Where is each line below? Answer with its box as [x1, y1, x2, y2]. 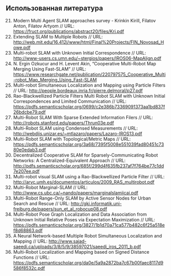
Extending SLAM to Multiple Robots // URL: [13, 33, 103, 40]
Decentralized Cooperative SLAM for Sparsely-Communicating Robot [13, 152, 158, 158]
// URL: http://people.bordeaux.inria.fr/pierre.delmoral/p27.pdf [13, 87, 143, 93]
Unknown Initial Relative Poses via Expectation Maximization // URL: [13, 216, 155, 222]
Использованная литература [6, 4, 104, 13]
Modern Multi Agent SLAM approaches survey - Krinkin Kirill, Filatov [13, 17, 156, 23]
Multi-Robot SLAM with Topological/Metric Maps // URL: [13, 136, 131, 142]
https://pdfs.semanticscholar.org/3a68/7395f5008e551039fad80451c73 [13, 141, 164, 147]
